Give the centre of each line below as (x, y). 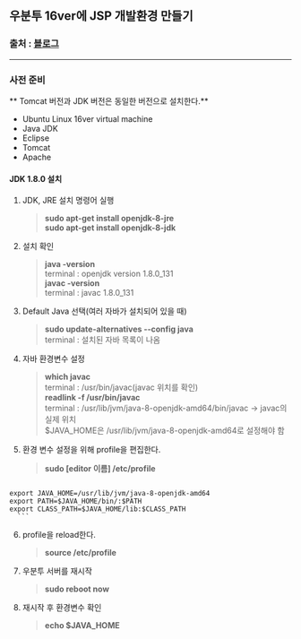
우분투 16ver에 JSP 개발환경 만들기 (102, 16)
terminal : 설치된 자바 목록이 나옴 (103, 340)
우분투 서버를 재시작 (57, 571)
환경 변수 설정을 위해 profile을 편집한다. (91, 450)
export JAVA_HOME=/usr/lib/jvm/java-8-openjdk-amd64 (110, 494)
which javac (68, 377)
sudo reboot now (77, 589)
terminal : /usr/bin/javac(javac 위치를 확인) (121, 387)
